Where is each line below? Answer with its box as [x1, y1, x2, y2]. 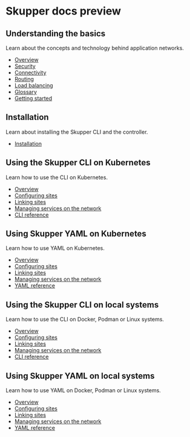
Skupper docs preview [5, 4, 122, 18]
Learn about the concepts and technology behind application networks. [5, 44, 184, 51]
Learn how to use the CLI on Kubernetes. [5, 174, 108, 181]
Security [14, 62, 36, 70]
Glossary [14, 88, 38, 95]
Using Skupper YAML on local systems [5, 370, 155, 381]
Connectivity [14, 69, 47, 76]
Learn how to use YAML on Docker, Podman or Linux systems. [5, 387, 161, 394]
